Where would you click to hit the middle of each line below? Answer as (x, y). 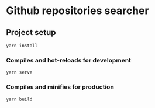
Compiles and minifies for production (60, 87)
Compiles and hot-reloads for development (69, 60)
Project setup (31, 32)
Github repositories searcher (77, 11)
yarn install (22, 46)
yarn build (19, 99)
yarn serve (19, 72)
